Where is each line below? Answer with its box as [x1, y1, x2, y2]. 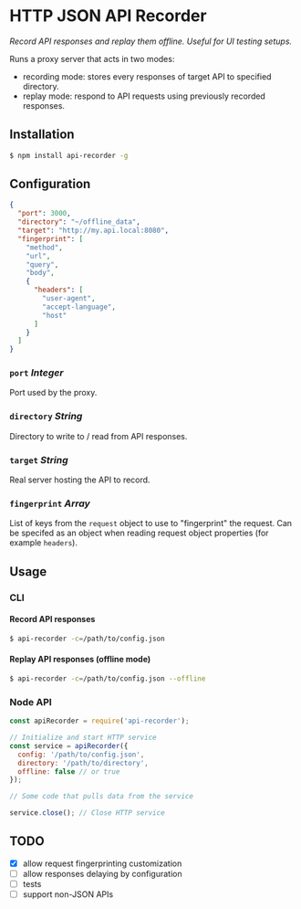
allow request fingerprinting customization [22, 858, 182, 869]
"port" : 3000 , [17, 209, 71, 218]
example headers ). [9, 537, 78, 548]
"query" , [26, 259, 59, 270]
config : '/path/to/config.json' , [17, 750, 145, 759]
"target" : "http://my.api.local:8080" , [17, 226, 170, 236]
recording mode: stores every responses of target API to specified [22, 70, 272, 82]
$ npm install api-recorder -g [9, 151, 129, 160]
